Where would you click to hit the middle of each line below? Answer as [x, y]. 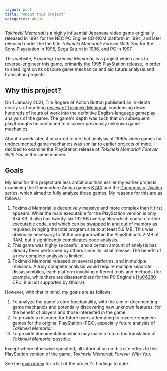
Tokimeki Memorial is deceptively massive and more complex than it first [87, 208]
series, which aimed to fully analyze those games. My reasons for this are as [84, 193]
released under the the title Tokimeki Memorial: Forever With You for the [79, 44]
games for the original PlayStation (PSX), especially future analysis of [84, 323]
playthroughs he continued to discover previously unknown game [73, 124]
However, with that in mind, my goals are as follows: [59, 292]
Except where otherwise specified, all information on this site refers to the [81, 348]
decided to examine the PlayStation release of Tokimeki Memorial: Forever [82, 149]
